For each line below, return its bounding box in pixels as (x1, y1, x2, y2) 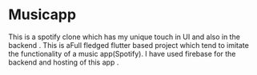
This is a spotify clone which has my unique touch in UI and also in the (8, 32, 240, 41)
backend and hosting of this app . (8, 57, 119, 67)
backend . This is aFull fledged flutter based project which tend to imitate (8, 40, 250, 49)
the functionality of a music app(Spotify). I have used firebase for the (8, 49, 236, 58)
